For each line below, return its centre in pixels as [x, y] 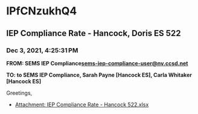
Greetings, [19, 93]
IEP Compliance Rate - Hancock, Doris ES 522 [94, 33]
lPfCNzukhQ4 [42, 11]
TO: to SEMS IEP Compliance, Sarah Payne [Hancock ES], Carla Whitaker [99, 75]
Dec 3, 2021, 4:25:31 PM [42, 50]
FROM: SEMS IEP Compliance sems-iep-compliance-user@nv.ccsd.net [97, 63]
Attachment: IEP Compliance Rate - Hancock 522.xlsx [82, 104]
